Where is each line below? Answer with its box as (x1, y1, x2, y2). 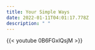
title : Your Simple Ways (6, 9, 70, 15)
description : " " (6, 20, 51, 26)
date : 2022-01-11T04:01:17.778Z (6, 15, 89, 21)
